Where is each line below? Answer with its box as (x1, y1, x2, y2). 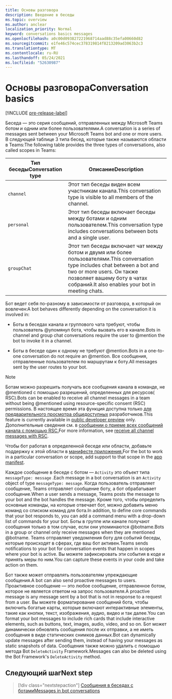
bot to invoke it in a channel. (12, 338, 73, 344)
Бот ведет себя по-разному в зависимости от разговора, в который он (5, 301, 161, 307)
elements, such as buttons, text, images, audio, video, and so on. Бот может (5, 621, 167, 627)
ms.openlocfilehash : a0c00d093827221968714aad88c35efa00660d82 (5, 36, 143, 42)
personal (8, 222, 29, 228)
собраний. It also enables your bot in (68, 281, 156, 288)
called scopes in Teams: (5, 147, 56, 153)
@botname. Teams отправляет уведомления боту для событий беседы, (5, 535, 161, 541)
